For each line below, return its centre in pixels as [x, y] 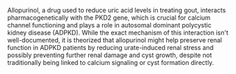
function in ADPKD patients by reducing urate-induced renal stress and [111, 48]
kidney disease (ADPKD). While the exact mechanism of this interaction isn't [118, 32]
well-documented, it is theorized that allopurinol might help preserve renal [115, 40]
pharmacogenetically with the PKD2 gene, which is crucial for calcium [109, 18]
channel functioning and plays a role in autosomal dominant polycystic [110, 25]
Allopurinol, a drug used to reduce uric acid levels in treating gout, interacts [117, 10]
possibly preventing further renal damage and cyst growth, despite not [110, 55]
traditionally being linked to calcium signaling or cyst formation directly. [111, 62]
